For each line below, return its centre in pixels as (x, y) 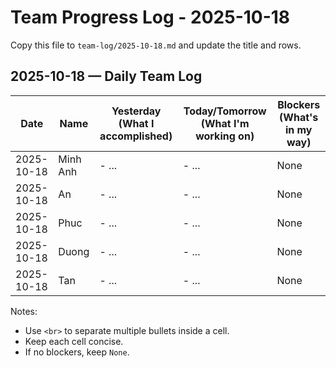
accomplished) (136, 136)
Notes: (24, 311)
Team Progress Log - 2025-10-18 (150, 17)
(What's (299, 117)
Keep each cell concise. (74, 341)
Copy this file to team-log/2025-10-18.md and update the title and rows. (156, 45)
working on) (225, 136)
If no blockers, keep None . (77, 352)
